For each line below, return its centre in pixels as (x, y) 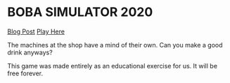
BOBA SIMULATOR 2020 (80, 12)
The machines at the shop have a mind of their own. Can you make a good (115, 45)
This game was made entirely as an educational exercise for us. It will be (113, 66)
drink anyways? (30, 52)
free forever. (25, 73)
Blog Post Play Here (36, 31)
